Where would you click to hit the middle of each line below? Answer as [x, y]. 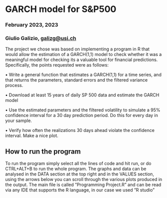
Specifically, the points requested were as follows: [57, 65]
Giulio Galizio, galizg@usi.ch [41, 38]
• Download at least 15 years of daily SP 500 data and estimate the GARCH [82, 95]
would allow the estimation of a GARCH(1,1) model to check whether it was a [83, 54]
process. [14, 85]
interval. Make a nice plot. [32, 135]
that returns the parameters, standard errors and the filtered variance [76, 80]
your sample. [19, 120]
